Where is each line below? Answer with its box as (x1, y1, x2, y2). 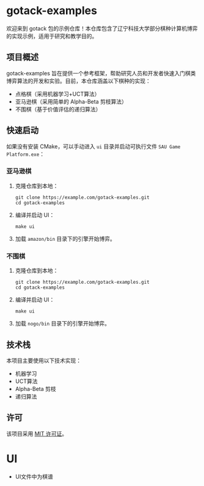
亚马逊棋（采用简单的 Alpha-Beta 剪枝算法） (15, 97, 127, 105)
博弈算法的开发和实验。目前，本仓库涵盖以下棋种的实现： (6, 77, 151, 85)
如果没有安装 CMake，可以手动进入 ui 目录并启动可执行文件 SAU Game (6, 142, 181, 150)
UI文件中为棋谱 (15, 473, 53, 480)
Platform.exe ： (6, 150, 45, 158)
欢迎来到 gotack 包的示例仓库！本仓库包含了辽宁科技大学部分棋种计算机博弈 (6, 25, 199, 32)
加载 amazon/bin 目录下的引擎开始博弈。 (15, 235, 116, 242)
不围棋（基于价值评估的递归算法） (15, 105, 101, 113)
